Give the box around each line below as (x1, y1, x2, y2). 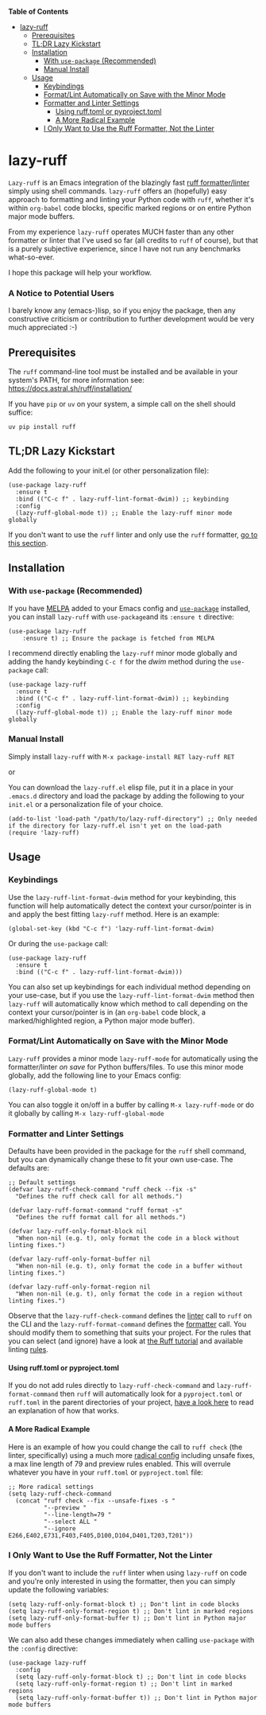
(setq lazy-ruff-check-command (8, 1490, 112, 1498)
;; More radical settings (8, 1483, 94, 1491)
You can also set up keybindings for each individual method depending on (8, 982, 251, 992)
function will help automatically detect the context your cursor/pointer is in (8, 901, 252, 910)
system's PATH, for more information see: (8, 376, 145, 385)
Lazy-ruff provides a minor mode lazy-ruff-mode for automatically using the (8, 1054, 259, 1063)
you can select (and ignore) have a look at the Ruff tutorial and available (8, 1336, 244, 1346)
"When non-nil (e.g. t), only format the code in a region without (15, 1290, 244, 1298)
